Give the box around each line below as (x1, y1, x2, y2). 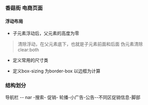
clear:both (17, 47, 39, 53)
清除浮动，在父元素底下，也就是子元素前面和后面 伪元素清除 (17, 41, 143, 47)
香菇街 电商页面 (5, 4, 43, 11)
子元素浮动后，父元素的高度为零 (12, 30, 79, 37)
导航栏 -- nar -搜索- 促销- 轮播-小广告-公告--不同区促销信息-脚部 (5, 94, 140, 100)
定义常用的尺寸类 (12, 57, 48, 63)
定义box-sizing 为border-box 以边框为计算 (12, 68, 101, 74)
